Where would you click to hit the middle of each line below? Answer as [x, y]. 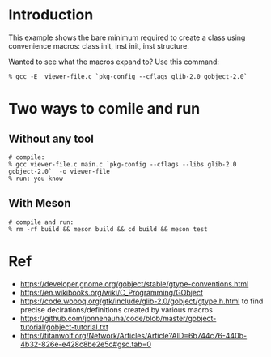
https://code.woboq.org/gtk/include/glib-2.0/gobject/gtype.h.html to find [142, 301]
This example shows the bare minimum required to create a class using [127, 37]
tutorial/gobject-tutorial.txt [64, 327]
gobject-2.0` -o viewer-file [59, 171]
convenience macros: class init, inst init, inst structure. [99, 45]
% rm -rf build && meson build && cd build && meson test [108, 229]
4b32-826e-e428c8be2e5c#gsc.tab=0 [86, 344]
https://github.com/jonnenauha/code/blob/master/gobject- [118, 318]
